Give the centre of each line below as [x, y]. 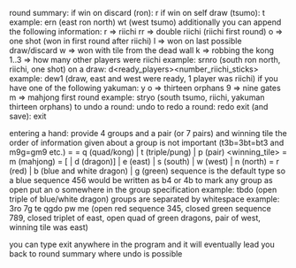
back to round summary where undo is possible [96, 254]
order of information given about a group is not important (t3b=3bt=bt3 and [147, 142]
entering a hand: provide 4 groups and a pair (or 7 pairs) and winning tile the [148, 133]
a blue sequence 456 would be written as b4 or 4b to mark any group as [141, 180]
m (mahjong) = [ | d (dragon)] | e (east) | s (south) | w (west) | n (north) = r [144, 161]
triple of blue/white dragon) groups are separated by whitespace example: [144, 199]
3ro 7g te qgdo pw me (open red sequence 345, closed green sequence [140, 208]
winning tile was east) [49, 227]
